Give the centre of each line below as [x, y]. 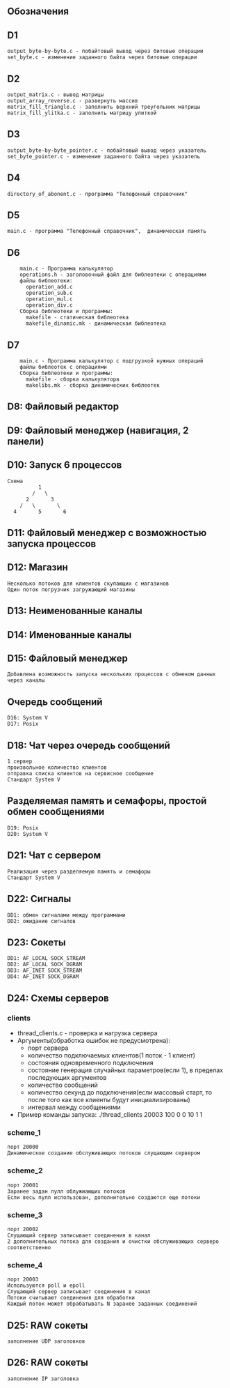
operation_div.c [49, 305]
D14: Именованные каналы [69, 635]
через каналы [26, 680]
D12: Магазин [38, 567]
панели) [26, 441]
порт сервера [48, 1048]
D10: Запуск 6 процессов [65, 465]
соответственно [29, 1247]
